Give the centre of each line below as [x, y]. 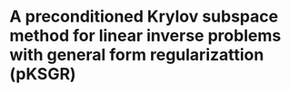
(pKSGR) [43, 74]
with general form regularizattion [137, 55]
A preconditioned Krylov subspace [144, 17]
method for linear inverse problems [145, 36]
